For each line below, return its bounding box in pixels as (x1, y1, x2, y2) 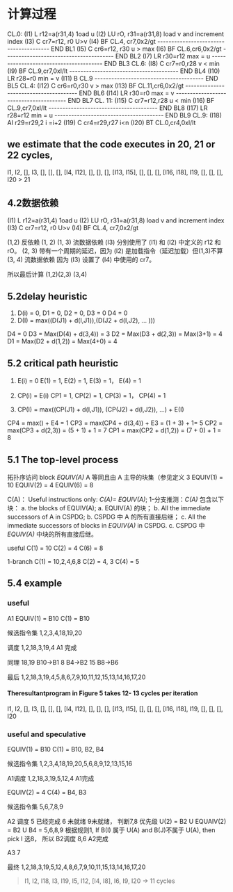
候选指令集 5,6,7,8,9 (7, 802, 64, 811)
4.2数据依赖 (7, 197, 59, 209)
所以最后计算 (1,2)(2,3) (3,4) (7, 270, 88, 278)
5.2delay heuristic (7, 290, 88, 302)
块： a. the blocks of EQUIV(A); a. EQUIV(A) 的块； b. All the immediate (7, 504, 211, 512)
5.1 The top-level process (7, 453, 119, 466)
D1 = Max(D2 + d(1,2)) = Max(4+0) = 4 (7, 337, 118, 346)
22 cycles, (7, 149, 54, 161)
